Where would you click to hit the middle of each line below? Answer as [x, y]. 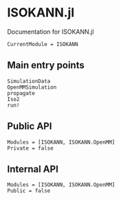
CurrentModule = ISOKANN [43, 44]
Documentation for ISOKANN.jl [51, 32]
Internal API [33, 169]
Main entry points [46, 66]
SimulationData [29, 81]
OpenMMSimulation [32, 87]
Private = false [30, 148]
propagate [21, 93]
